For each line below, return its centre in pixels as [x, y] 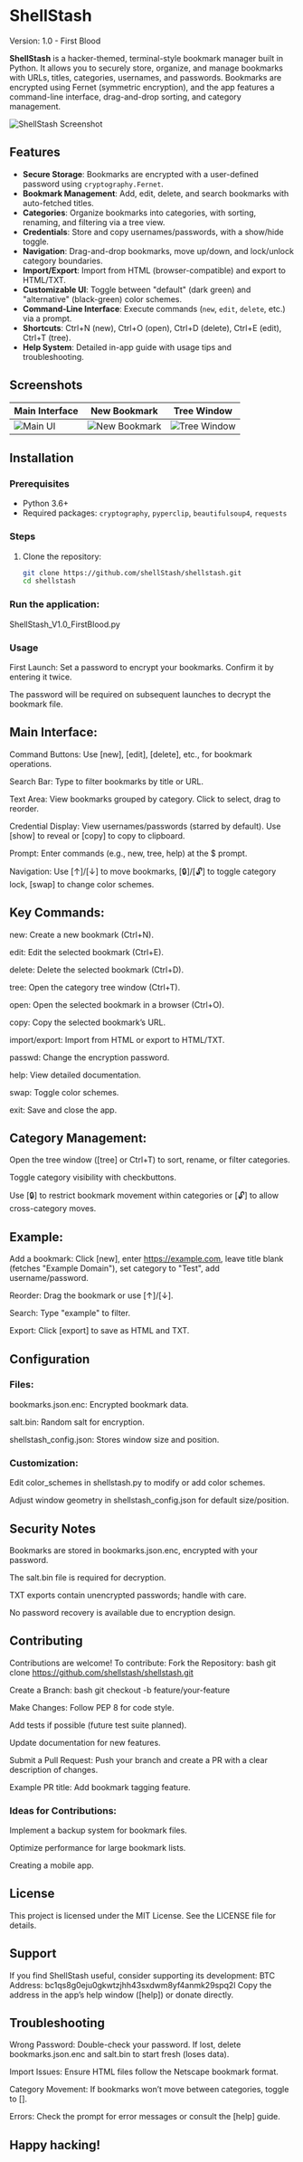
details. [23, 1925]
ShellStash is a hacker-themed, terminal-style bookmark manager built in [147, 58]
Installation [42, 458]
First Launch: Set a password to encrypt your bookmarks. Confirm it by [142, 667]
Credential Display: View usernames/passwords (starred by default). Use [145, 826]
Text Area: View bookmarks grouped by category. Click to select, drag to [145, 799]
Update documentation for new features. [85, 1742]
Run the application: [55, 604]
